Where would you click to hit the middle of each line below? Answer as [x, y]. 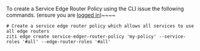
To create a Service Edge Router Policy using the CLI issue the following [95, 9]
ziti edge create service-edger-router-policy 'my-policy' [81, 37]
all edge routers [28, 31]
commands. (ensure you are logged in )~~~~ [61, 15]
